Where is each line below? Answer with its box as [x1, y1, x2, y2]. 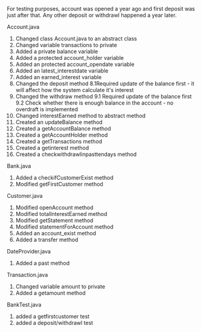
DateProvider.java [7, 248, 51, 255]
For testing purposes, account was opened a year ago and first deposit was [7, 5, 195, 12]
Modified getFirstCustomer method [15, 181, 103, 187]
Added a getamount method [15, 290, 86, 296]
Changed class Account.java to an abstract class [15, 35, 138, 42]
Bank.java [7, 163, 31, 169]
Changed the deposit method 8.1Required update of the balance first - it [15, 80, 195, 87]
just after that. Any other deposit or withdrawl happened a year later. [7, 11, 177, 19]
